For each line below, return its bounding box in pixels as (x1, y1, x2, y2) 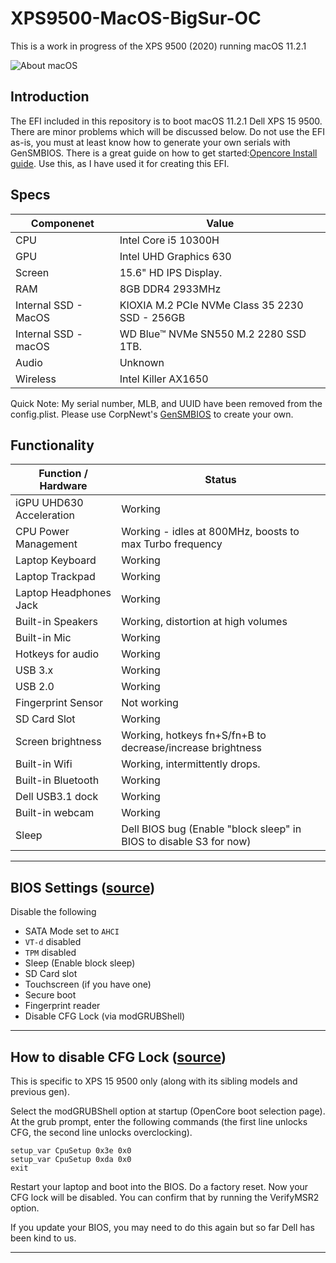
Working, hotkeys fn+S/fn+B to (121, 728, 267, 742)
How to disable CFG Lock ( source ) (10, 1048, 227, 1066)
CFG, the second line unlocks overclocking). (10, 1127, 193, 1138)
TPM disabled (24, 947, 77, 959)
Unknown (119, 355, 165, 369)
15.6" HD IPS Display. (119, 265, 223, 279)
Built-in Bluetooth (15, 773, 100, 787)
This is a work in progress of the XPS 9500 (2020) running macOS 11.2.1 (10, 40, 307, 52)
